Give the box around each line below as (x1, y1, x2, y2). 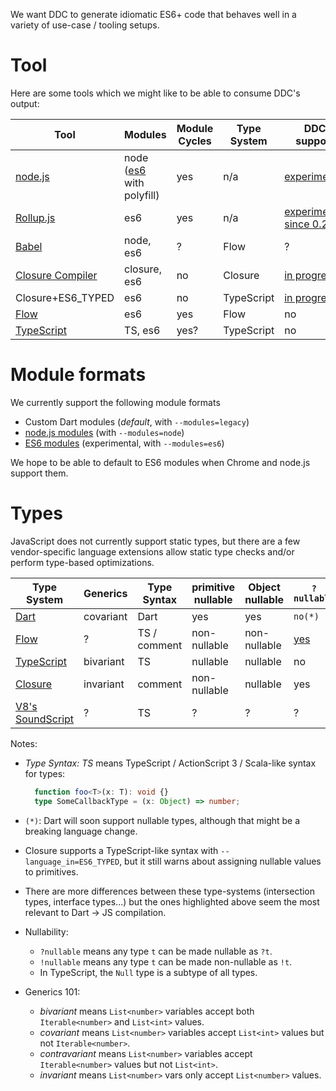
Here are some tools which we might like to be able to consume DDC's (10, 87, 301, 99)
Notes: (10, 737, 38, 749)
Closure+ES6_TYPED (15, 290, 115, 304)
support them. (10, 467, 69, 479)
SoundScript (15, 712, 75, 726)
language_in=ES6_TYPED (24, 857, 120, 867)
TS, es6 (124, 323, 161, 337)
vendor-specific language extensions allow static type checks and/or (10, 545, 295, 558)
